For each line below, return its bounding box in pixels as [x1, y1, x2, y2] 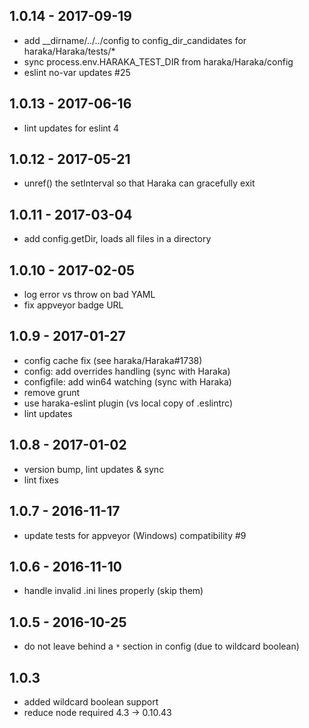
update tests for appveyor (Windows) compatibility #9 [23, 529, 247, 541]
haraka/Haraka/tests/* [23, 45, 116, 57]
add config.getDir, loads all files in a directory [23, 233, 212, 245]
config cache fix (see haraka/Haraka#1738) [23, 354, 203, 366]
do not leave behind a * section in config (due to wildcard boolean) [23, 640, 300, 653]
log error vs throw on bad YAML [23, 289, 156, 301]
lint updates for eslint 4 [23, 122, 120, 134]
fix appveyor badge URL [23, 299, 124, 311]
